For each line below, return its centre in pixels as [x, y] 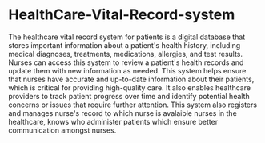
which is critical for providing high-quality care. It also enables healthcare [129, 87]
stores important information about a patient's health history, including [124, 45]
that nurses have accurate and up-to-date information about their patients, [131, 79]
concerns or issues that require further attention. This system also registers [133, 105]
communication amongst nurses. [62, 130]
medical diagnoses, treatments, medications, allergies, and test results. [125, 54]
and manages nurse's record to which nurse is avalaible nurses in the [123, 113]
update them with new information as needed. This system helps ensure [127, 70]
